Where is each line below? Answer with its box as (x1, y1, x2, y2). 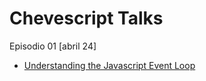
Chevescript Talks (9, 7, 164, 30)
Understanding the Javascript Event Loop (23, 59, 196, 71)
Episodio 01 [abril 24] (9, 40, 97, 52)
